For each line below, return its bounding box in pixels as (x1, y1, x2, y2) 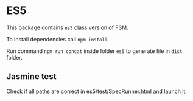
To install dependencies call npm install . (6, 35, 110, 43)
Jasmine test (6, 71, 57, 82)
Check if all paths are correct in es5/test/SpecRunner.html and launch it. (6, 88, 188, 95)
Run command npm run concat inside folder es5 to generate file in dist (6, 47, 183, 55)
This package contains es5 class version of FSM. (6, 24, 129, 31)
